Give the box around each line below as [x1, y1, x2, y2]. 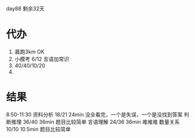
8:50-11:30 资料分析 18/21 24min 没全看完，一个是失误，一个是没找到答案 [6, 111, 183, 118]
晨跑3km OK [14, 48, 45, 55]
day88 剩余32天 [6, 5, 45, 12]
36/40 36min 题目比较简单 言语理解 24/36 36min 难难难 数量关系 [22, 118, 180, 125]
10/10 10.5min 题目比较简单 [6, 125, 71, 133]
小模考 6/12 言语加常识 [14, 55, 69, 63]
